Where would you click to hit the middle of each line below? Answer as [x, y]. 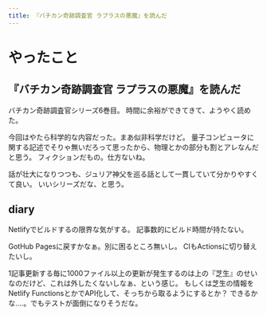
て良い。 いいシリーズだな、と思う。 [69, 183]
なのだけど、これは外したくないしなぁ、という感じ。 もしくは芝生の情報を [131, 283]
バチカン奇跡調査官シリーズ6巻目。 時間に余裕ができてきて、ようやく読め [130, 110]
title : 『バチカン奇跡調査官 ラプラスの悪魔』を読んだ [88, 16]
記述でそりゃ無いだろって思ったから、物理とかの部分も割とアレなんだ [144, 147]
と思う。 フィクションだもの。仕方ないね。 [79, 157]
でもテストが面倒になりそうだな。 [86, 303]
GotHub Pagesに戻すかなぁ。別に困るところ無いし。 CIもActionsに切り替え [133, 246]
